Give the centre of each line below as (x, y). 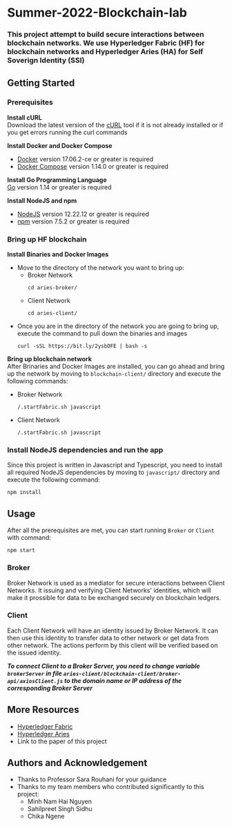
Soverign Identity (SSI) (46, 60)
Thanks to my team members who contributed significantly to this (110, 787)
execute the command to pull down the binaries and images (102, 334)
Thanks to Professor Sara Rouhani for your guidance (92, 779)
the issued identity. (34, 653)
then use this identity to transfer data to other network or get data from (108, 637)
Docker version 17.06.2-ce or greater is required (85, 159)
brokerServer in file (35, 673)
